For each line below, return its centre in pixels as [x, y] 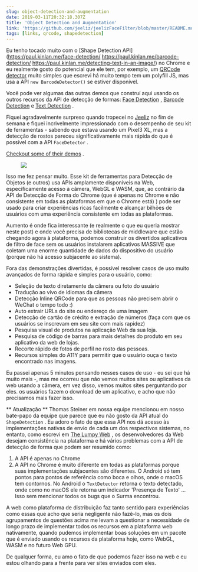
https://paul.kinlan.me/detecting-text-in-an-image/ [94, 63]
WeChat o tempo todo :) [44, 305]
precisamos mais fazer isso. [40, 398]
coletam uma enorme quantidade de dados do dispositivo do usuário [90, 251]
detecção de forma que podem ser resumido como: [69, 447]
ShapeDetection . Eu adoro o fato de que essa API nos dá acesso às [88, 422]
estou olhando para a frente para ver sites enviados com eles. [81, 563]
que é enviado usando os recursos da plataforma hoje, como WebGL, [90, 539]
